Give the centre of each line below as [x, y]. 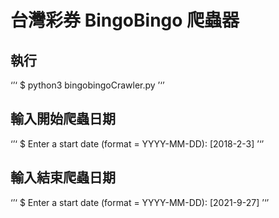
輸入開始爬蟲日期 [63, 119]
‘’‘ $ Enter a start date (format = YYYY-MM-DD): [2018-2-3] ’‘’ [137, 143]
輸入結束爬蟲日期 [63, 177]
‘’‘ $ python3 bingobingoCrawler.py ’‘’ [87, 85]
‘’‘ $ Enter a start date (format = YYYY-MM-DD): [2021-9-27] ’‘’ [140, 202]
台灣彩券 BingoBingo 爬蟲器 [125, 20]
